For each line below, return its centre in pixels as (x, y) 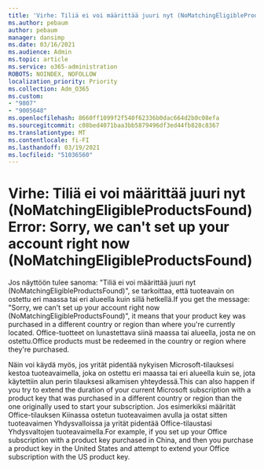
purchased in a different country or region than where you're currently (122, 325)
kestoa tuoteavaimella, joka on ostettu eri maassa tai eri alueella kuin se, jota (132, 373)
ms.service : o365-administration (63, 67)
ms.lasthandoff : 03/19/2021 (54, 147)
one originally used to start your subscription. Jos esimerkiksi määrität (122, 407)
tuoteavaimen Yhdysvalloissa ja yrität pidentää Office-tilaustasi (110, 423)
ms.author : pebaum (38, 23)
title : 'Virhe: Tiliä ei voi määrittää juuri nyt (91, 15)
